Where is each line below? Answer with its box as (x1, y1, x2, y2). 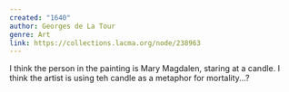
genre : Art (9, 30, 51, 39)
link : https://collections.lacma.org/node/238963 (9, 38, 202, 48)
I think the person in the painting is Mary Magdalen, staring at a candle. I (9, 63, 280, 74)
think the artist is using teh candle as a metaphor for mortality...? (9, 73, 250, 84)
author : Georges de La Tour (9, 22, 116, 31)
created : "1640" (9, 13, 71, 23)
